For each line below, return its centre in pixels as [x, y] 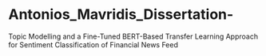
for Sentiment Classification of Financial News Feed [93, 44]
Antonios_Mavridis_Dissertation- [121, 15]
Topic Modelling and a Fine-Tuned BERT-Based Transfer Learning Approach [133, 36]
